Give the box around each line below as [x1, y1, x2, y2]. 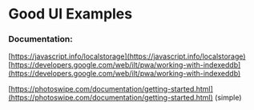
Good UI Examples [8, 5, 133, 23]
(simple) [215, 93, 242, 103]
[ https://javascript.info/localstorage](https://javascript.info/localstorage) [8, 51, 246, 61]
